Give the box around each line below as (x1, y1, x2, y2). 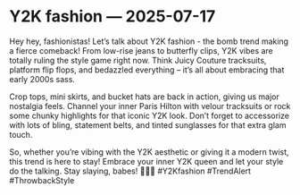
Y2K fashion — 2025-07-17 (9, 6, 216, 27)
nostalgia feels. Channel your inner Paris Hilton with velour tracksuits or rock (9, 100, 291, 111)
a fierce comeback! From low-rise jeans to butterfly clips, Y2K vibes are (9, 45, 274, 55)
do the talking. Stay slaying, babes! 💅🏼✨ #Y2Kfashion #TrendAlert (9, 165, 252, 176)
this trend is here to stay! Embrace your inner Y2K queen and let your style (9, 156, 284, 166)
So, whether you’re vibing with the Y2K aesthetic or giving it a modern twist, (9, 146, 289, 157)
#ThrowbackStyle (9, 174, 75, 185)
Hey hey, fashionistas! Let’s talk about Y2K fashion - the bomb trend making (9, 36, 288, 47)
